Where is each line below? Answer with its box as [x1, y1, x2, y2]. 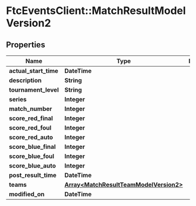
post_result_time [9, 171, 57, 179]
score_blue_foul [9, 152, 54, 160]
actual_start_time [9, 67, 58, 75]
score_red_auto [9, 133, 54, 141]
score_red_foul [9, 124, 51, 132]
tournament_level [9, 86, 60, 94]
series [9, 95, 27, 103]
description [9, 76, 42, 84]
